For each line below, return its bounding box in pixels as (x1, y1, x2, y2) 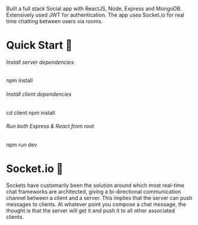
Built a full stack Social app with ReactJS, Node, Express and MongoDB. (6, 5, 182, 12)
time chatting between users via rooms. (6, 18, 103, 24)
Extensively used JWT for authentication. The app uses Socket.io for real (6, 11, 185, 18)
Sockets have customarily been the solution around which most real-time (6, 182, 185, 189)
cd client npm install (6, 109, 55, 116)
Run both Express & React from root (6, 123, 94, 130)
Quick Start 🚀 (6, 39, 73, 52)
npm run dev (6, 141, 37, 148)
